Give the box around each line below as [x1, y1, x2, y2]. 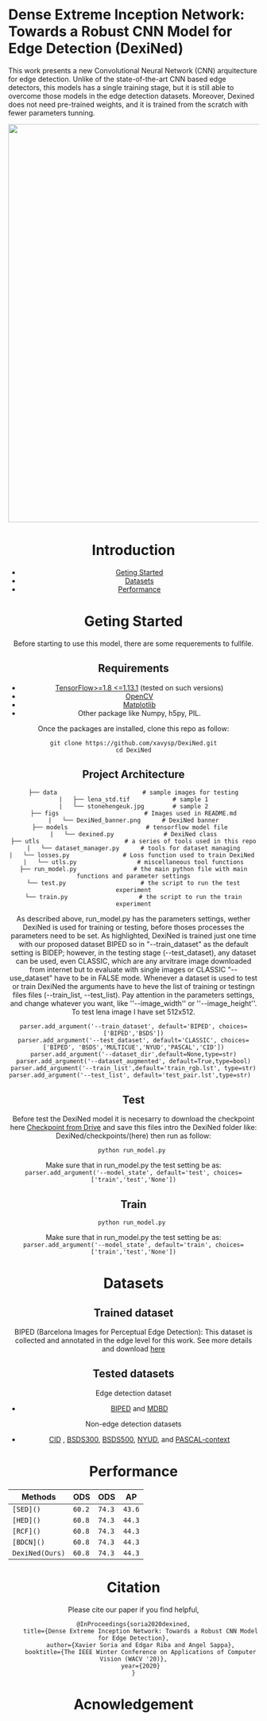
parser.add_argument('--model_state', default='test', [25, 1169, 211, 1177]
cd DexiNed [115, 746, 152, 754]
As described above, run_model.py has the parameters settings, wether [16, 914, 251, 924]
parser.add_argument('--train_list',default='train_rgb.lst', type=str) [10, 1065, 257, 1073]
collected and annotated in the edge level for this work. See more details [14, 1336, 253, 1345]
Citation [106, 1578, 161, 1596]
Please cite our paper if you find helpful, [68, 1605, 199, 1614]
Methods [21, 1491, 56, 1502]
